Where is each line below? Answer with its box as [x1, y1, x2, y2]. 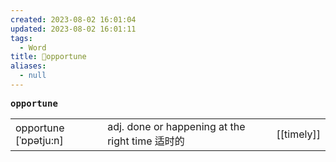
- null [19, 71, 47, 81]
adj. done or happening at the [107, 119, 246, 133]
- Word [19, 42, 47, 53]
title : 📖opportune [10, 52, 87, 62]
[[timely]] [276, 127, 321, 141]
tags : [10, 33, 33, 43]
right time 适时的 [107, 134, 185, 148]
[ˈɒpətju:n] [15, 133, 64, 147]
